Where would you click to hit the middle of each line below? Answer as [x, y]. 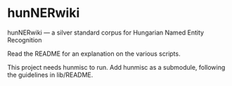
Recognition [25, 39]
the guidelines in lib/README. [50, 75]
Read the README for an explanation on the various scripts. [94, 54]
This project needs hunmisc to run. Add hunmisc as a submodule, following [116, 67]
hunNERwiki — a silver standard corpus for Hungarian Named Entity [106, 32]
